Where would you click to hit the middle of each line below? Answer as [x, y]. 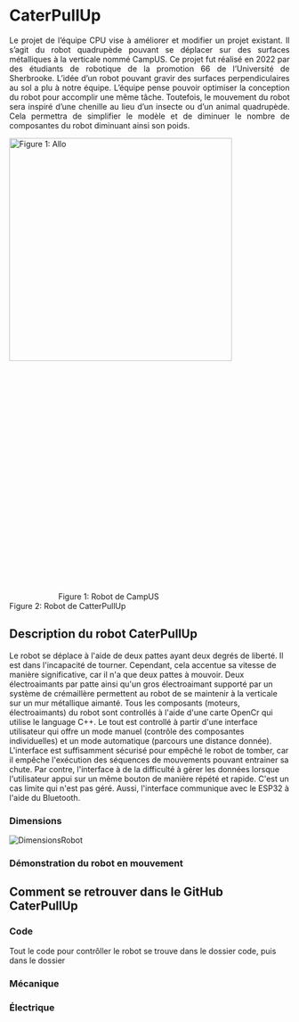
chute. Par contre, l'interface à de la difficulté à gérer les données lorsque [145, 769]
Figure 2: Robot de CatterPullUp [68, 606]
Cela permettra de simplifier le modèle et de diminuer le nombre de [149, 116]
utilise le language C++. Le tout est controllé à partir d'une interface [133, 721]
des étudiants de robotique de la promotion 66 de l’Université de [149, 69]
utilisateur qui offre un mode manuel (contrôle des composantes [127, 731]
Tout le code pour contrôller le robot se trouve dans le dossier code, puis [143, 951]
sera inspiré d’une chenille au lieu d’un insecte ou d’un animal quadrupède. [149, 106]
